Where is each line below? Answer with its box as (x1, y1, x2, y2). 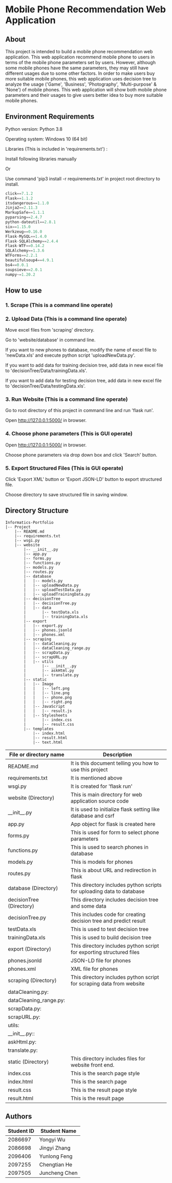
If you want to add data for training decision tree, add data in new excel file (5, 362, 163, 369)
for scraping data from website (71, 980, 145, 987)
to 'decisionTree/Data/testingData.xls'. (5, 383, 86, 389)
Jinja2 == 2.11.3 (5, 205, 38, 211)
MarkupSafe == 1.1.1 (5, 210, 45, 215)
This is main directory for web (71, 791, 142, 798)
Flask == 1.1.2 (5, 196, 33, 201)
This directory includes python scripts (71, 881, 162, 888)
